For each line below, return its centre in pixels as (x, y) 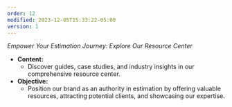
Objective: (33, 81)
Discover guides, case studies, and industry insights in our (111, 67)
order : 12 (21, 13)
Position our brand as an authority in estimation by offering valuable (124, 89)
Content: (30, 59)
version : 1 (23, 26)
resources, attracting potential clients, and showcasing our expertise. (126, 96)
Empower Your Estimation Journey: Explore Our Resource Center (100, 46)
